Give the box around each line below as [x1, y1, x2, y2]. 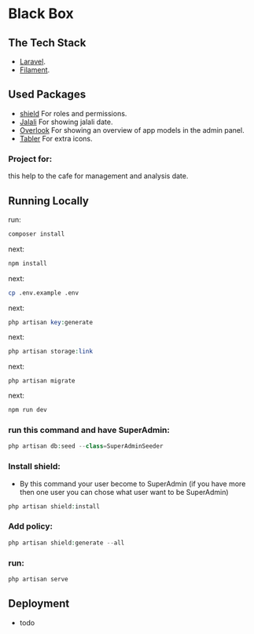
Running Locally [8, 194, 89, 207]
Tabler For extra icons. [19, 134, 93, 143]
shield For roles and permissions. [19, 108, 127, 118]
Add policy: [8, 521, 53, 532]
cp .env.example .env [8, 288, 79, 297]
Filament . [19, 65, 50, 75]
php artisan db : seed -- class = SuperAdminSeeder [8, 442, 164, 450]
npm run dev [8, 406, 47, 414]
